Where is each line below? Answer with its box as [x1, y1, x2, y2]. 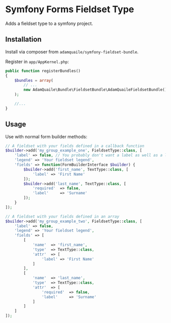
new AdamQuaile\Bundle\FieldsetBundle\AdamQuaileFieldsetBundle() [23, 87, 167, 93]
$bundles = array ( [14, 78, 53, 83]
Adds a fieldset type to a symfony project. [5, 20, 93, 26]
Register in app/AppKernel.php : [5, 58, 69, 65]
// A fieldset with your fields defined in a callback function [5, 143, 145, 149]
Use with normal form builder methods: [5, 133, 88, 139]
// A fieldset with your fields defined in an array [5, 214, 120, 219]
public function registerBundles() [5, 68, 81, 73]
